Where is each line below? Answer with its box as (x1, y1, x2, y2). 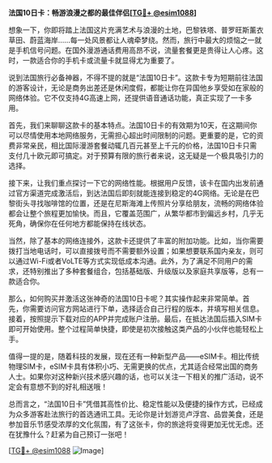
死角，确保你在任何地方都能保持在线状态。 (8, 219, 151, 228)
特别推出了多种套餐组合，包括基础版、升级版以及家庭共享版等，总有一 (29, 267, 264, 276)
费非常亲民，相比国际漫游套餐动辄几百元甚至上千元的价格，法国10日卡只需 (8, 141, 257, 150)
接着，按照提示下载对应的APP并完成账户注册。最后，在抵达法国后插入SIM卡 (8, 314, 262, 324)
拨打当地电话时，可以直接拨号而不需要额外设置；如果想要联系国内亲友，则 (8, 247, 257, 255)
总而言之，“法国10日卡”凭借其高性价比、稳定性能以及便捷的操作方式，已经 (8, 399, 257, 409)
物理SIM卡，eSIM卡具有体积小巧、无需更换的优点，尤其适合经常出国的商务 (8, 362, 258, 371)
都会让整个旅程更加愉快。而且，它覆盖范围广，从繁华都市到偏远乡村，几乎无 (8, 208, 264, 218)
